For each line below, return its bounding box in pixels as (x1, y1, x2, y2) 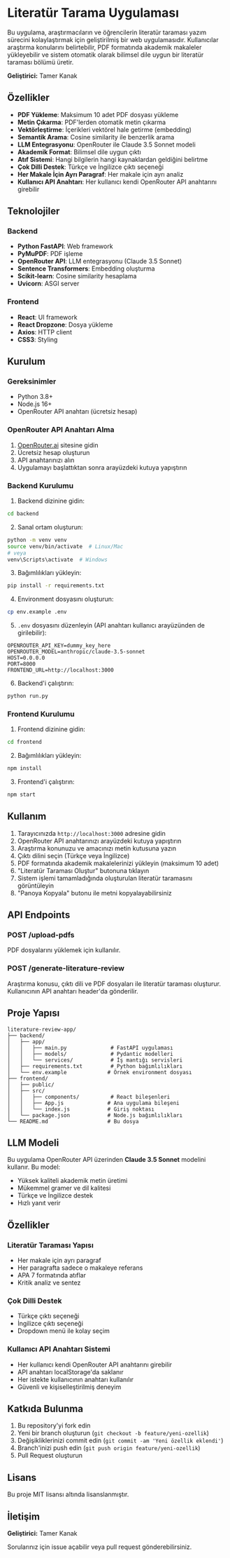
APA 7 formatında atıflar (17, 1271, 86, 1280)
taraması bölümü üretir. (7, 57, 74, 66)
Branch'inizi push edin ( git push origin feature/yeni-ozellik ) (17, 1444, 201, 1452)
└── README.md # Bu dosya (7, 1118, 139, 1125)
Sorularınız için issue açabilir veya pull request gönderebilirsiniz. (7, 1543, 192, 1551)
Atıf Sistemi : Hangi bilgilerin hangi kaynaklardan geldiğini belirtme (17, 155, 208, 163)
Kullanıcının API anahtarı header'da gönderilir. (7, 987, 138, 995)
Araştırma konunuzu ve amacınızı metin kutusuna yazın (17, 844, 177, 853)
